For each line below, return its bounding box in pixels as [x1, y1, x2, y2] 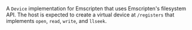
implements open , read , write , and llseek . [6, 18, 107, 24]
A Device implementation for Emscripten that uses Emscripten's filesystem [6, 5, 187, 12]
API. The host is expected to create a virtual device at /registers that [6, 11, 175, 18]
